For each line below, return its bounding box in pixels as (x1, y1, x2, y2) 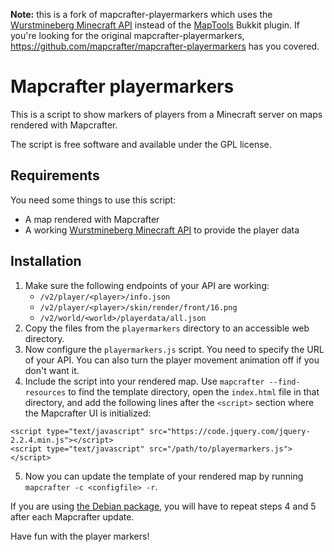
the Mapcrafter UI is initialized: (24, 407, 152, 419)
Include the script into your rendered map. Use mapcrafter (24, 375, 265, 387)
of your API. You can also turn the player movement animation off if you (24, 354, 320, 366)
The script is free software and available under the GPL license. (10, 138, 272, 150)
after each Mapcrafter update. (10, 510, 135, 523)
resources (24, 387, 67, 398)
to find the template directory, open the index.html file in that (68, 385, 320, 398)
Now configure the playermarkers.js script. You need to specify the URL (24, 343, 325, 355)
